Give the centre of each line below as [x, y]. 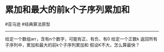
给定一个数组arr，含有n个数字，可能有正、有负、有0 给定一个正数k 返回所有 [81, 39]
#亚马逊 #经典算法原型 [28, 24]
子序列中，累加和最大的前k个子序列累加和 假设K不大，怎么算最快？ [72, 45]
